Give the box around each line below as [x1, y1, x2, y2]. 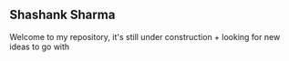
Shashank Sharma [9, 7, 116, 23]
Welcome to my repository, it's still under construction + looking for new [9, 31, 281, 42]
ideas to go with [9, 41, 70, 52]
